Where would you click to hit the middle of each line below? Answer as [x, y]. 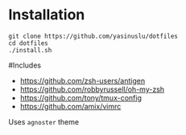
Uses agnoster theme [43, 121]
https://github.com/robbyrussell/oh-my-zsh [92, 89]
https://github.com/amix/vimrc [70, 106]
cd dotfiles [28, 43]
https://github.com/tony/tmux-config [81, 97]
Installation [47, 15]
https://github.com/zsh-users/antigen [83, 80]
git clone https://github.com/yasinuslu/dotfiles [93, 36]
